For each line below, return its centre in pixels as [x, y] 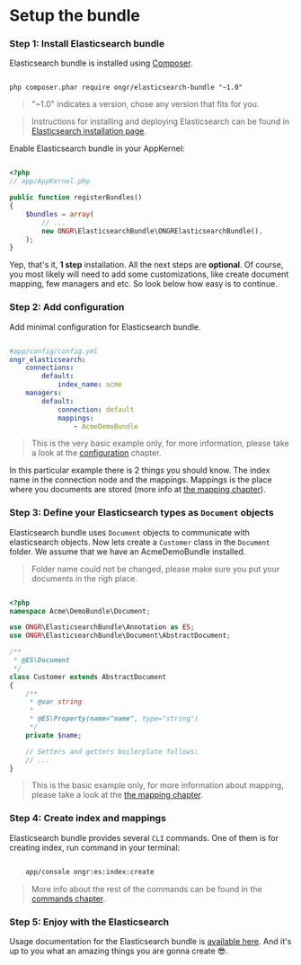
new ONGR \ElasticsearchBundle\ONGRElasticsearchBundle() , [152, 231]
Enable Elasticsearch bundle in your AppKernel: [97, 148]
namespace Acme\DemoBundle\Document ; [80, 611]
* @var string [56, 702]
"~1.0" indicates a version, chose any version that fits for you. [145, 104]
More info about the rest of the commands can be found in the [146, 889]
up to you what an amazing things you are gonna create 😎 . [119, 951]
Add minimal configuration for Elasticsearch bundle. [105, 327]
